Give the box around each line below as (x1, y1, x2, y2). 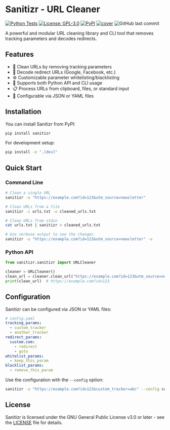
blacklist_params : (5, 363, 44, 368)
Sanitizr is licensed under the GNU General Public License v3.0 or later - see (5, 414, 164, 420)
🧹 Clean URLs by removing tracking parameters (12, 63, 112, 69)
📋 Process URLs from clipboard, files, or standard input (12, 85, 130, 92)
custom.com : (10, 339, 35, 344)
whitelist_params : (5, 354, 44, 359)
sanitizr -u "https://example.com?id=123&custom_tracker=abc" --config (5, 386, 159, 392)
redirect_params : (5, 335, 42, 340)
